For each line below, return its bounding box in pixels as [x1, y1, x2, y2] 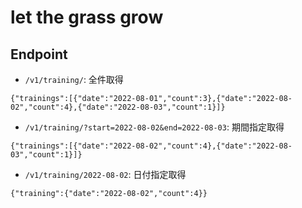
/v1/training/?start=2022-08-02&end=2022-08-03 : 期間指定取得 [24, 121, 285, 133]
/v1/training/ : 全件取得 [24, 74, 124, 85]
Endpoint [10, 46, 68, 63]
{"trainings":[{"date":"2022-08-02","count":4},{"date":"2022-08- [10, 141, 293, 151]
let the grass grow [10, 6, 164, 29]
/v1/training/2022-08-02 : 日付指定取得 [24, 169, 187, 180]
